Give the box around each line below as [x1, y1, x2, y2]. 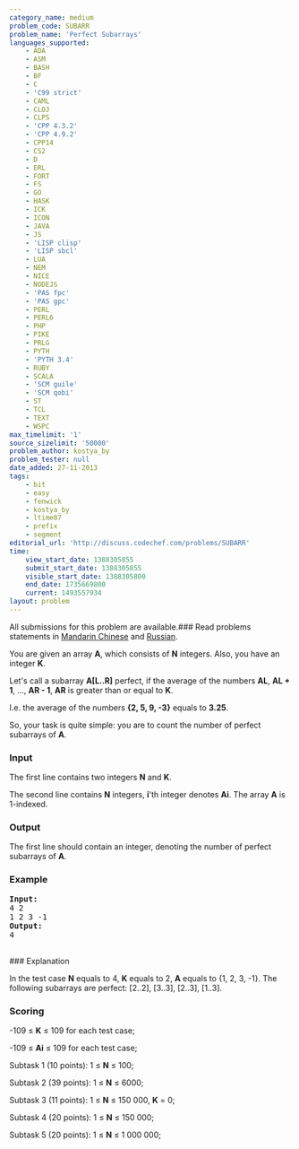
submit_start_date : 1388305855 [25, 563, 142, 572]
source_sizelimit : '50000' [9, 439, 110, 448]
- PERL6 [25, 313, 54, 323]
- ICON [25, 213, 50, 222]
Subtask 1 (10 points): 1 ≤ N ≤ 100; [9, 1060, 134, 1071]
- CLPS [25, 113, 50, 122]
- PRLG [25, 338, 50, 347]
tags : [9, 472, 30, 481]
